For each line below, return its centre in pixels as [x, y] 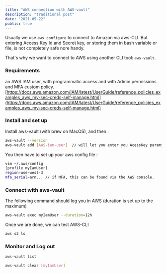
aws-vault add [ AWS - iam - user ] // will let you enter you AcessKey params [84, 145]
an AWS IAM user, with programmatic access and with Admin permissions [81, 81]
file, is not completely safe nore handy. [45, 48]
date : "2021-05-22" [25, 19]
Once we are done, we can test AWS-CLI [47, 225]
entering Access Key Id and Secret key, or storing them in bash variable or [81, 43]
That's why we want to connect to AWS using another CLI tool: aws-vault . [81, 58]
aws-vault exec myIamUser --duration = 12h [49, 215]
